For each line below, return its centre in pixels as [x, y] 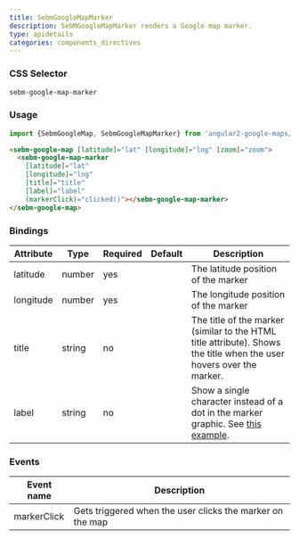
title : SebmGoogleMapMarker [61, 17]
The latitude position [234, 269]
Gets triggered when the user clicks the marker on [178, 511]
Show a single [220, 390]
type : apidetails [41, 34]
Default [167, 253]
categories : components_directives [75, 42]
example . [210, 435]
